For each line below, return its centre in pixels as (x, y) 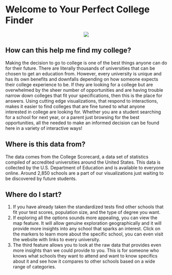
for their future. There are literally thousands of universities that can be (80, 68)
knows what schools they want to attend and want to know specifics (85, 256)
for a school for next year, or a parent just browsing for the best (72, 117)
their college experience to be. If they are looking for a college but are (79, 84)
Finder (20, 20)
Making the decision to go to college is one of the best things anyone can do (86, 63)
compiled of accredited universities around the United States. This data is (83, 162)
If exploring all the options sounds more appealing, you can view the (85, 218)
